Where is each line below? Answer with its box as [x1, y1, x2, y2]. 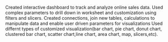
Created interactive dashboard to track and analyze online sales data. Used [5, 5, 163, 10]
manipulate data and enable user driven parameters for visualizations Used [5, 20, 163, 26]
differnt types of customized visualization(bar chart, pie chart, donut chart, [5, 26, 162, 32]
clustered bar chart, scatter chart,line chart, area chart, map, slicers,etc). [5, 31, 158, 37]
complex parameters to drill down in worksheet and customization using [5, 10, 157, 16]
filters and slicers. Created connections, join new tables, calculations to [5, 15, 155, 21]
